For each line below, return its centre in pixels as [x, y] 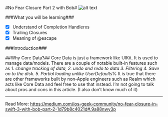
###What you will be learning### [39, 17]
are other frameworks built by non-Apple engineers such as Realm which [80, 79]
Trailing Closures [30, 33]
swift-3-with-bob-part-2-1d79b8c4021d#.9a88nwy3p [61, 109]
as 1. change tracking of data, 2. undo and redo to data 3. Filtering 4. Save [82, 68]
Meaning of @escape [34, 38]
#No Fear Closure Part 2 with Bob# [41, 8]
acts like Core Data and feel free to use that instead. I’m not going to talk [79, 84]
